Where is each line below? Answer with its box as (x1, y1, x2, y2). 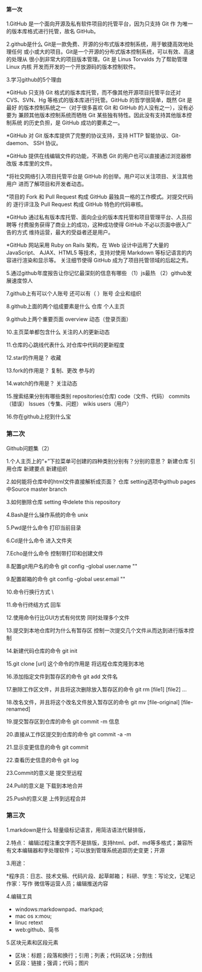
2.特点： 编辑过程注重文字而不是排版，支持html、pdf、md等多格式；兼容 (6, 839, 188, 846)
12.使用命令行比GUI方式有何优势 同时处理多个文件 (6, 614, 130, 621)
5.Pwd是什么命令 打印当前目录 (6, 523, 81, 531)
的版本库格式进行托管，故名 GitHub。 (6, 28, 99, 35)
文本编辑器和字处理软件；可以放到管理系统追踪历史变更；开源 (11, 846, 165, 854)
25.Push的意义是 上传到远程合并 (6, 795, 86, 802)
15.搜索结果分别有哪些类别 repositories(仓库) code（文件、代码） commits (6, 393, 191, 400)
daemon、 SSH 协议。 (6, 140, 62, 147)
